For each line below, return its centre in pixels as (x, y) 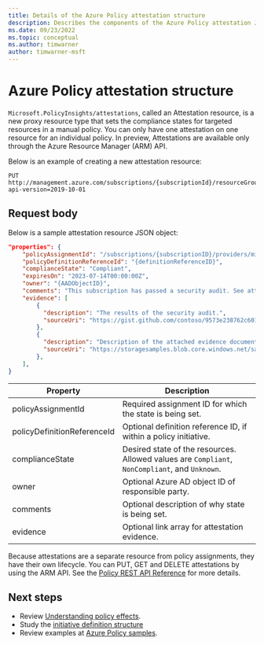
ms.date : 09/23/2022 (42, 30)
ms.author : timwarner (44, 45)
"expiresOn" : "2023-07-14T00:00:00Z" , (86, 276)
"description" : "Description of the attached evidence (134, 342)
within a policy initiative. (166, 436)
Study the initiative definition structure (81, 625)
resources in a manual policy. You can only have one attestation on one (123, 129)
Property (63, 390)
